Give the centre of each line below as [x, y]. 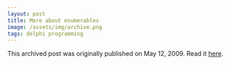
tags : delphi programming [45, 34]
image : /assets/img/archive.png [55, 27]
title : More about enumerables [53, 20]
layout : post [26, 14]
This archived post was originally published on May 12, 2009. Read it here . [115, 54]
